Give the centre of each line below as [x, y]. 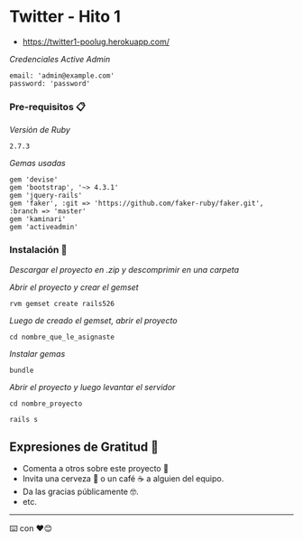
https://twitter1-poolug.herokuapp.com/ [96, 42]
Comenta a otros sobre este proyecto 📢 [96, 469]
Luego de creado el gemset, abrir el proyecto [93, 320]
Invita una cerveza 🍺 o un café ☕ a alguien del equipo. [123, 479]
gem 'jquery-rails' [46, 196]
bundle [22, 370]
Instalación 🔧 [38, 250]
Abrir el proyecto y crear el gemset [74, 287]
